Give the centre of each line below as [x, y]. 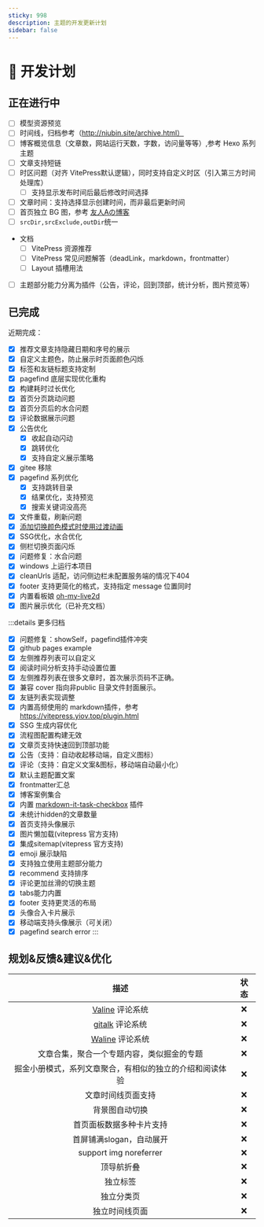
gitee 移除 [36, 467]
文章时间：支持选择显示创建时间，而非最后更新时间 [102, 202]
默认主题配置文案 [47, 775]
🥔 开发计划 [42, 71]
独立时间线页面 [121, 1211]
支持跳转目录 [52, 487]
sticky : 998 [27, 15]
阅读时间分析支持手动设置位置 [68, 667]
